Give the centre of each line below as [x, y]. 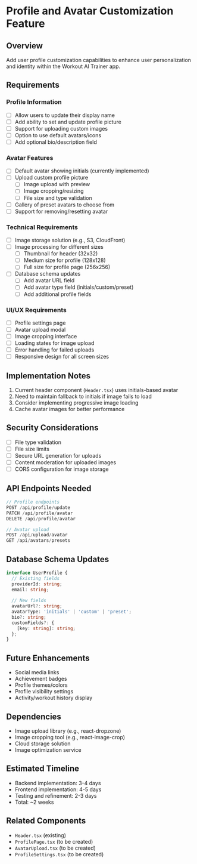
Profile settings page [40, 323]
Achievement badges [41, 679]
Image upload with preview [57, 184]
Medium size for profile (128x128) [65, 260]
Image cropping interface [46, 337]
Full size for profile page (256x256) [67, 267]
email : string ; [30, 590]
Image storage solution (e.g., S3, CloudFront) [70, 240]
